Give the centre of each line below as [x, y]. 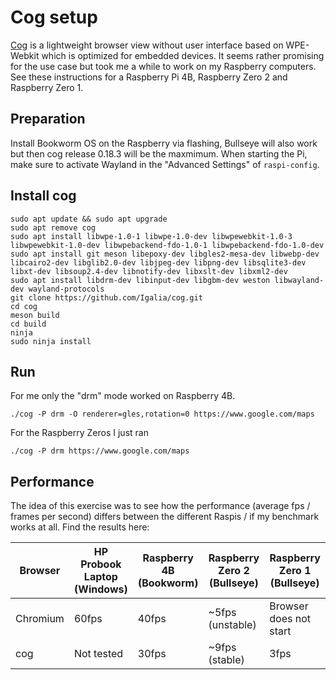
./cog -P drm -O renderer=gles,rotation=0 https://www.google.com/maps [162, 414]
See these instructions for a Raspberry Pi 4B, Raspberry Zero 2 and [149, 77]
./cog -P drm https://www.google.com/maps [100, 451]
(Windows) [101, 589]
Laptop [100, 577]
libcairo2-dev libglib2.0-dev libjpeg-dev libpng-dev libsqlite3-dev [158, 262]
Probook [101, 564]
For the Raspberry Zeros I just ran [79, 433]
